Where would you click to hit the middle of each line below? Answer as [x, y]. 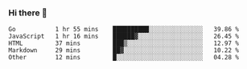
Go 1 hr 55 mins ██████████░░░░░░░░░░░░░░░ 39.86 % [124, 30]
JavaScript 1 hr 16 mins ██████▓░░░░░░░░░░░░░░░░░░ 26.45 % [124, 37]
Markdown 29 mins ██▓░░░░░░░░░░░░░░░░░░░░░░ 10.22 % [124, 51]
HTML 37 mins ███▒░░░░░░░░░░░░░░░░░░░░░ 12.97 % [124, 43]
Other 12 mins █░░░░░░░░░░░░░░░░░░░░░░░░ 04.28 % [124, 58]
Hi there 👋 [28, 13]
